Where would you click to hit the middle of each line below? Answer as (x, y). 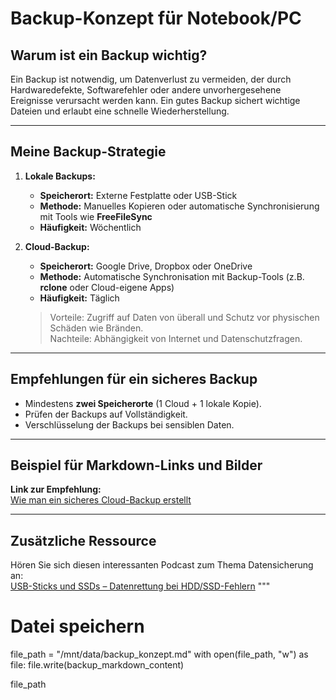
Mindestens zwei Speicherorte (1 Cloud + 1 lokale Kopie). (143, 403)
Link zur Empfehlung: (56, 489)
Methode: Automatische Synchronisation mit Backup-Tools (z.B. (172, 276)
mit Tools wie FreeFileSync (96, 216)
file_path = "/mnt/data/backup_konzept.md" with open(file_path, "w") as (159, 654)
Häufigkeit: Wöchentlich (90, 227)
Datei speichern (77, 626)
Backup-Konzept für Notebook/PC (156, 18)
